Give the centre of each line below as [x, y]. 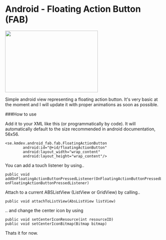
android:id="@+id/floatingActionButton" [65, 147]
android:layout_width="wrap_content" [62, 152]
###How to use [21, 114]
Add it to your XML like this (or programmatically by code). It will [70, 123]
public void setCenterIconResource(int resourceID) [59, 219]
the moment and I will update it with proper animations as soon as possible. [82, 104]
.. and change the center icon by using [44, 210]
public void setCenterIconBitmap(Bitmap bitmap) [56, 224]
